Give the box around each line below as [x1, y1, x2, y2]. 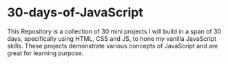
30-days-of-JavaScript [7, 5, 143, 20]
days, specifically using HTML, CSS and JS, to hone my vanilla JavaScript [7, 34, 217, 42]
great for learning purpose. [7, 49, 84, 57]
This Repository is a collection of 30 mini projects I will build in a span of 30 [7, 27, 222, 35]
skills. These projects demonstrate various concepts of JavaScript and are [7, 42, 218, 50]
